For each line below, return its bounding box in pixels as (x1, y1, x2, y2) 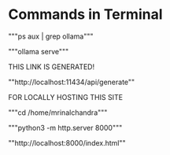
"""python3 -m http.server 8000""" (8, 123, 123, 132)
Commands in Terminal (8, 6, 163, 24)
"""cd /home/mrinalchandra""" (8, 108, 108, 117)
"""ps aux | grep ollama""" (8, 31, 94, 41)
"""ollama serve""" (8, 46, 69, 56)
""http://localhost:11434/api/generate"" (8, 77, 135, 87)
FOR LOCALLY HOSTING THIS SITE (8, 92, 124, 101)
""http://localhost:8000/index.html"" (8, 138, 126, 147)
